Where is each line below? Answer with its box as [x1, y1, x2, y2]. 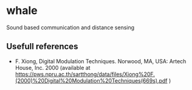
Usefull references [6, 41, 78, 52]
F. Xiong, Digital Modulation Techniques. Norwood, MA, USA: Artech [15, 57, 187, 64]
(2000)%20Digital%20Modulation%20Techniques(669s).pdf [15, 77, 168, 84]
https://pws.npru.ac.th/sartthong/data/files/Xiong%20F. [15, 71, 155, 78]
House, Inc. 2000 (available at [15, 64, 91, 71]
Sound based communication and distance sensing [6, 24, 135, 31]
